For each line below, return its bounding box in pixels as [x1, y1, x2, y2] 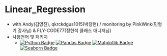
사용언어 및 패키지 [12, 34, 48, 40]
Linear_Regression [5, 4, 86, 15]
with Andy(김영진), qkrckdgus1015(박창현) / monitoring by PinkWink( [12, 21, 154, 27]
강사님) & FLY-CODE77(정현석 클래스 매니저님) [17, 27, 112, 34]
